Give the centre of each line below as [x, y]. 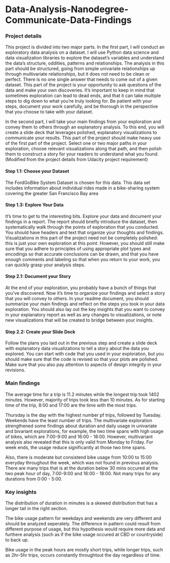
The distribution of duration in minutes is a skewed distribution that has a [81, 503]
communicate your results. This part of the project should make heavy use [83, 138]
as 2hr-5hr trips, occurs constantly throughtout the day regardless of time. [83, 555]
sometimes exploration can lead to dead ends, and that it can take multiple [83, 96]
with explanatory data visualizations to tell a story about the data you [77, 349]
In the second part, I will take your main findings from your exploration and [83, 122]
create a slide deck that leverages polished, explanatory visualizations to [81, 133]
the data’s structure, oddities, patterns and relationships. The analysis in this [85, 63]
